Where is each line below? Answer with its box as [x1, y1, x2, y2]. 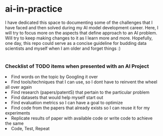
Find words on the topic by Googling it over [11, 74, 98, 80]
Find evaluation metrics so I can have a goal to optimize [11, 100, 123, 106]
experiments [5, 110, 30, 116]
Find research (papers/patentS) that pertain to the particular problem [11, 89, 150, 96]
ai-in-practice [5, 3, 62, 15]
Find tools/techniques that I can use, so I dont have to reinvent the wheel [11, 79, 158, 85]
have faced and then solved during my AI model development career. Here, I [5, 24, 159, 30]
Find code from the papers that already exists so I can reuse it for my [11, 105, 150, 111]
